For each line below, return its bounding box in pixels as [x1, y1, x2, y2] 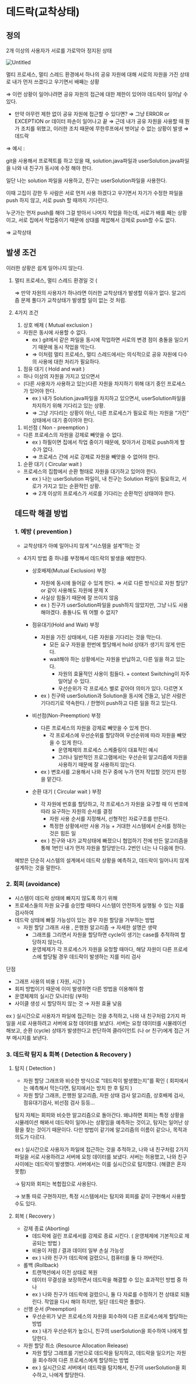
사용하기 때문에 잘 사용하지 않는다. [58, 760, 136, 768]
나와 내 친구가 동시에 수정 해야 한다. [12, 165, 93, 172]
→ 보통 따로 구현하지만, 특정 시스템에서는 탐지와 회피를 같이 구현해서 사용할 [14, 1193, 186, 1200]
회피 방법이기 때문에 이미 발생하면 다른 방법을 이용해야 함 [14, 985, 144, 992]
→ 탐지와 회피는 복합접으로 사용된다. [14, 1180, 98, 1187]
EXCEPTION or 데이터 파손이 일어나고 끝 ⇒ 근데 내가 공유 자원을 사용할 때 [14, 118, 184, 125]
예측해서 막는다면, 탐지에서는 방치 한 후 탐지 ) [29, 1084, 132, 1092]
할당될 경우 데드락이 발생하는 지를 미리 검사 [43, 953, 141, 960]
